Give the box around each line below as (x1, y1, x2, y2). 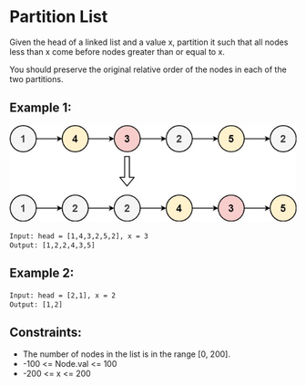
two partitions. (9, 73, 64, 84)
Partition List (9, 6, 108, 27)
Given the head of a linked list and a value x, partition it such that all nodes (9, 37, 289, 47)
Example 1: (9, 100, 72, 116)
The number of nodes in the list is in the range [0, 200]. (22, 349, 230, 360)
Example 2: (9, 266, 75, 281)
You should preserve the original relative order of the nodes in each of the (9, 64, 287, 75)
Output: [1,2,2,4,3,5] (9, 240, 96, 250)
